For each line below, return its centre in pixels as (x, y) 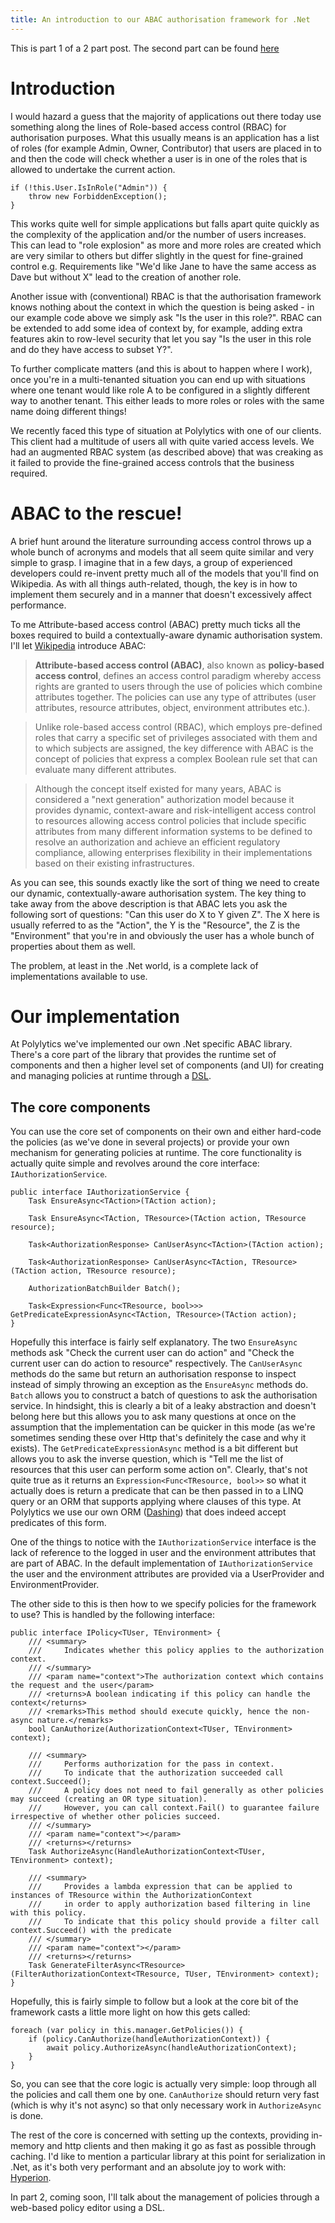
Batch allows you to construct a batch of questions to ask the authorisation (164, 1395)
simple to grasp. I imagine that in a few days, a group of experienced (151, 562)
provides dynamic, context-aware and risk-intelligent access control (175, 810)
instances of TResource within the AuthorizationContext (131, 1896)
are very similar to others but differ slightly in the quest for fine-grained (157, 255)
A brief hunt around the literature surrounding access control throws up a (161, 541)
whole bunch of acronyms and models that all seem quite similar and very (162, 552)
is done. (27, 2116)
